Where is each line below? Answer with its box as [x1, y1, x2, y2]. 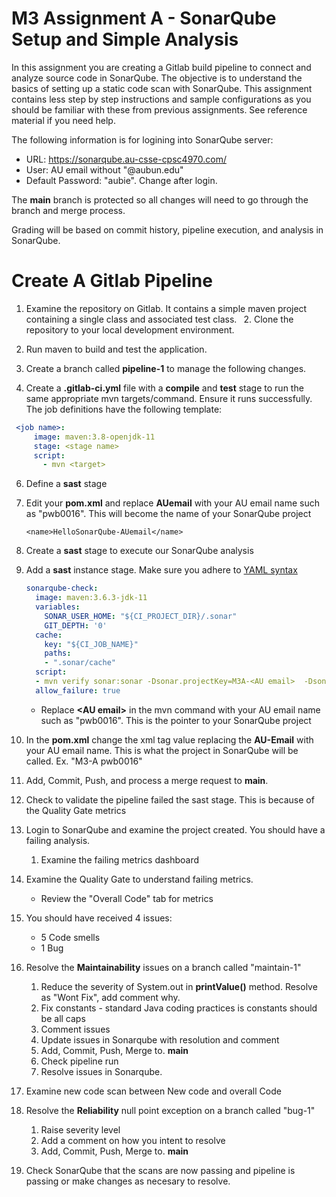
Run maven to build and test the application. [25, 343, 208, 355]
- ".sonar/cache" [44, 658, 117, 668]
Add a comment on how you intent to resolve [40, 1134, 226, 1146]
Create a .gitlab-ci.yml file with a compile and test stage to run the [25, 382, 304, 394]
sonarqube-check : [25, 583, 99, 594]
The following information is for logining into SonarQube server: [11, 133, 274, 146]
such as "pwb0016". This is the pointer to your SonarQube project [40, 714, 312, 726]
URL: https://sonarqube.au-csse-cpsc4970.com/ [25, 153, 227, 165]
